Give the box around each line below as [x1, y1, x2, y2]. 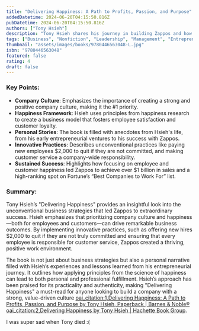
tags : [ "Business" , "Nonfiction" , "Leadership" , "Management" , [6, 36, 166, 42]
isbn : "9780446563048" [6, 47, 62, 53]
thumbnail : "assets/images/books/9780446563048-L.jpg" [6, 42, 145, 48]
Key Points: [6, 84, 40, 92]
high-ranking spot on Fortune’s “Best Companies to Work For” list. [14, 173, 176, 180]
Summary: [6, 187, 37, 196]
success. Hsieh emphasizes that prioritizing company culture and [6, 213, 166, 220]
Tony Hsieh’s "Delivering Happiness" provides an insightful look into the [6, 200, 181, 208]
